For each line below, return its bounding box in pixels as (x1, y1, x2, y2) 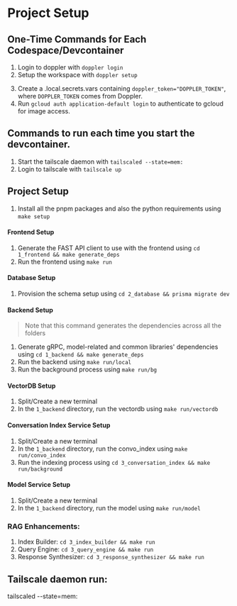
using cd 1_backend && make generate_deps (17, 350, 144, 359)
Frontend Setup (7, 228, 55, 237)
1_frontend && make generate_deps (17, 251, 120, 258)
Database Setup (7, 274, 56, 282)
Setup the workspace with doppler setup (17, 71, 138, 79)
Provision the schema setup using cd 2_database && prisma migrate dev (17, 289, 230, 298)
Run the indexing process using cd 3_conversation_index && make (17, 458, 211, 466)
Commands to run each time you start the (7, 128, 195, 140)
